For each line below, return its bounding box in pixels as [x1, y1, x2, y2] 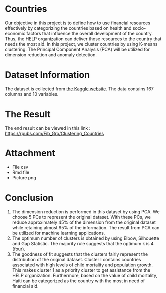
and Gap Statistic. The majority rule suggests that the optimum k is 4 [12, 240, 154, 246]
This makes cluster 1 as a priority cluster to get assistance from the [12, 267, 151, 273]
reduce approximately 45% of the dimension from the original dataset [12, 219, 156, 225]
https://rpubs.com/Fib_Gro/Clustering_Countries [5, 130, 104, 136]
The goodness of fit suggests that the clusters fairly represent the [12, 251, 148, 257]
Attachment [5, 148, 56, 159]
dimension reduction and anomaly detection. [5, 51, 97, 58]
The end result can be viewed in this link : [5, 125, 91, 131]
